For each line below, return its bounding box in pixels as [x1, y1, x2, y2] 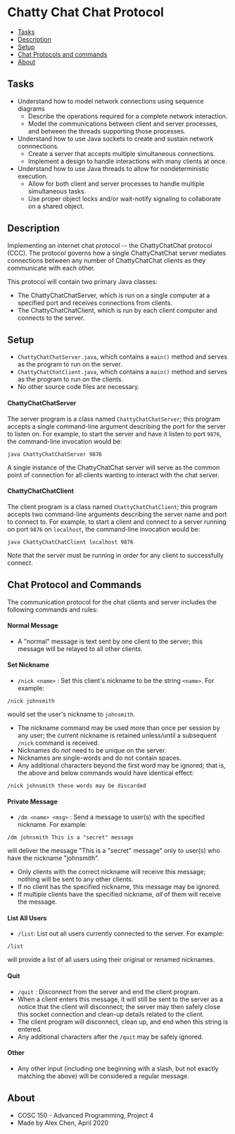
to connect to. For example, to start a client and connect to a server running [7, 517, 227, 526]
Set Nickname [7, 661, 49, 669]
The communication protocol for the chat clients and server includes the [7, 597, 217, 606]
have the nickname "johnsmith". [7, 854, 100, 862]
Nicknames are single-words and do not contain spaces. [17, 753, 182, 762]
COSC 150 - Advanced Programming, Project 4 [17, 1111, 154, 1119]
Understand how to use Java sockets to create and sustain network [17, 134, 214, 143]
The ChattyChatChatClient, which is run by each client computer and [17, 306, 217, 314]
